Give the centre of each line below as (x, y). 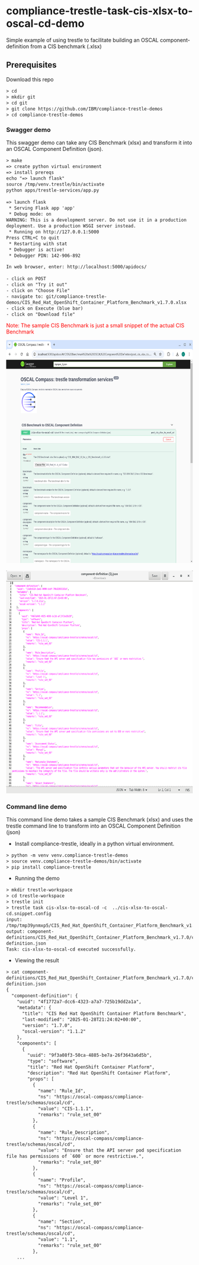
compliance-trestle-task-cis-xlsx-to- (99, 11)
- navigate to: (25, 297)
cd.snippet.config (29, 914)
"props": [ (41, 1079)
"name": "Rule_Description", (74, 1133)
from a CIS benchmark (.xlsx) (66, 46)
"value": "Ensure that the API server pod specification (110, 1151)
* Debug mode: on (30, 214)
